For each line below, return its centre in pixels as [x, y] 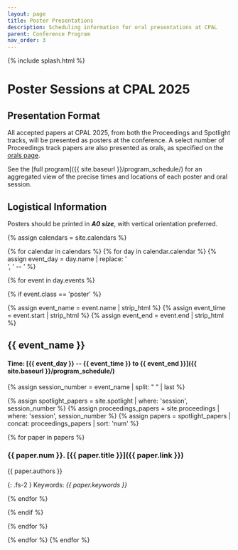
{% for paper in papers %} [46, 437]
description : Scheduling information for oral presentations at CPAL [113, 27]
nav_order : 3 [27, 41]
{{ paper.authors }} [35, 471]
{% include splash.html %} [46, 60]
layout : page [27, 14]
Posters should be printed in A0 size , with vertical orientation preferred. [113, 223]
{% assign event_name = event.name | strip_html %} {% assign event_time [117, 307]
